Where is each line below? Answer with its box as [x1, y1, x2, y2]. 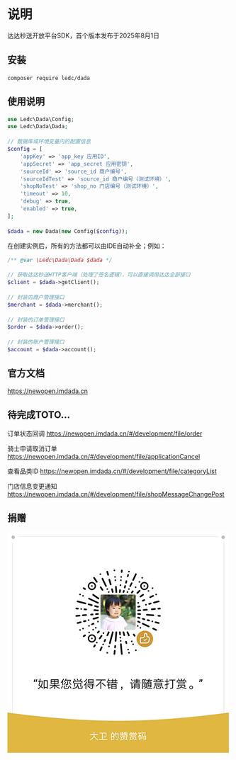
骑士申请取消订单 [7, 444, 57, 453]
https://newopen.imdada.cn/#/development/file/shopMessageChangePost [7, 489, 225, 498]
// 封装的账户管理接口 [7, 339, 65, 346]
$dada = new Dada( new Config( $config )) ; [7, 227, 129, 234]
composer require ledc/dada [7, 74, 91, 81]
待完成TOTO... [7, 409, 71, 421]
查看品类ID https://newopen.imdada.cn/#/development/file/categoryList [7, 467, 218, 475]
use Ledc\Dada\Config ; [7, 115, 74, 123]
